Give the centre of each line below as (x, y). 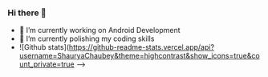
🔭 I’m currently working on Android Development (100, 30)
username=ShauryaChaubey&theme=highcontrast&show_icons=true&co (139, 56)
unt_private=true (47, 64)
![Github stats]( (44, 47)
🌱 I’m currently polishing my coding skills (87, 38)
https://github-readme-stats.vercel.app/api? (141, 47)
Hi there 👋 (27, 13)
